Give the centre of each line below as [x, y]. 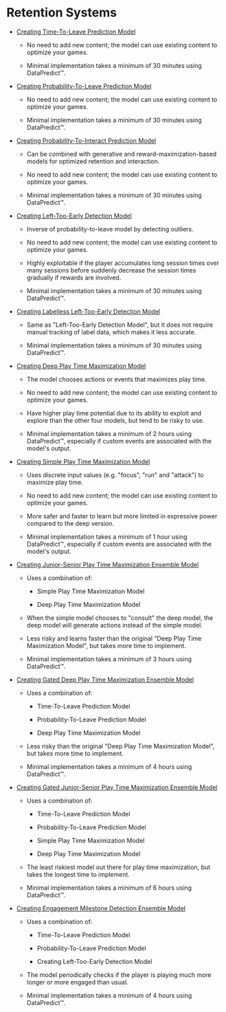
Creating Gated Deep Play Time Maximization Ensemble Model [105, 679]
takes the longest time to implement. [78, 874]
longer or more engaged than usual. [77, 982]
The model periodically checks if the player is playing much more [119, 975]
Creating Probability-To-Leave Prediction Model [84, 86]
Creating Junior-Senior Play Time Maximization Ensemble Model [108, 564]
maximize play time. [55, 482]
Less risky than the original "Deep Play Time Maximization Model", [121, 746]
